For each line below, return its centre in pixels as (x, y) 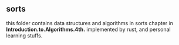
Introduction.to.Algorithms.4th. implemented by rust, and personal (89, 29)
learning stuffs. (24, 35)
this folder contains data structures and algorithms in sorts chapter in (89, 23)
